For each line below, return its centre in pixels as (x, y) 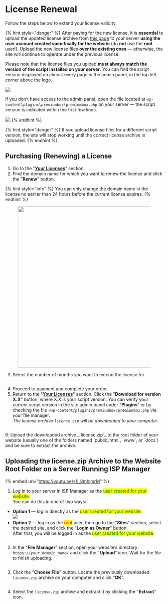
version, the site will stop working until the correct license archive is (75, 135)
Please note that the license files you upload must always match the (76, 64)
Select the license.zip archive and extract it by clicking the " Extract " (84, 591)
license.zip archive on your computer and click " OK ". (68, 577)
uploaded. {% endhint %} (31, 140)
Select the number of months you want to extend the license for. (79, 374)
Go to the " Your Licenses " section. (49, 168)
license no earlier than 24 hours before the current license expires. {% (78, 194)
